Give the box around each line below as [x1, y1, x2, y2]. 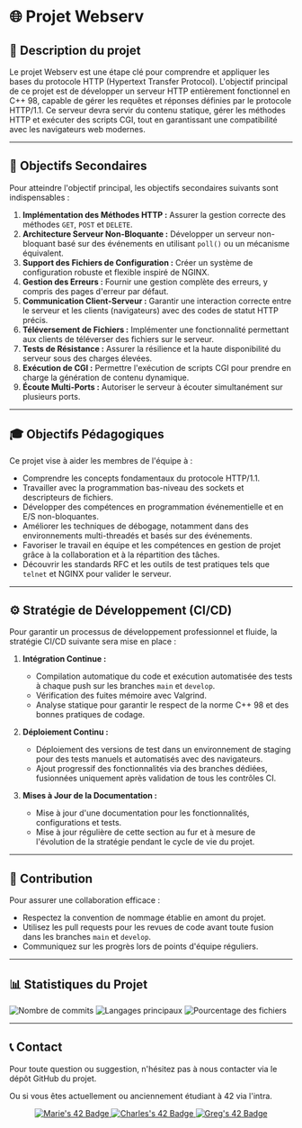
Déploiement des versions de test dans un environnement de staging [35, 744, 291, 755]
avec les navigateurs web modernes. [9, 124, 146, 134]
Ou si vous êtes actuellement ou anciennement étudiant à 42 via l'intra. [9, 1090, 272, 1101]
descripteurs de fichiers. [22, 492, 114, 502]
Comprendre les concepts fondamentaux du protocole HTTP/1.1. [22, 473, 261, 483]
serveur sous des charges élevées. [22, 353, 153, 364]
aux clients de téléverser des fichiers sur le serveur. [22, 333, 214, 344]
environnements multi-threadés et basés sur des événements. [22, 529, 253, 541]
